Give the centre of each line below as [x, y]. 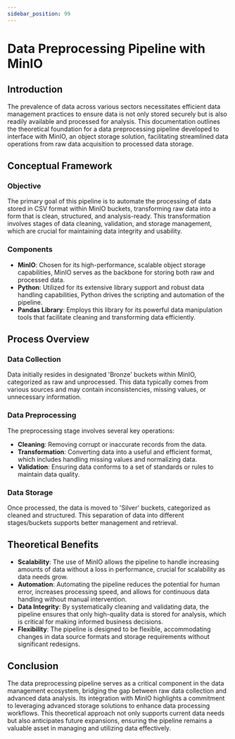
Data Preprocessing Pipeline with [106, 48]
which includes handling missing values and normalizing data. [107, 459]
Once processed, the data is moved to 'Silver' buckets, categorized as [109, 507]
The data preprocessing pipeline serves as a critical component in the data [116, 683]
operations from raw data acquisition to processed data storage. [101, 144]
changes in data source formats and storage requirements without [113, 636]
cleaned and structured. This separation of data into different [96, 515]
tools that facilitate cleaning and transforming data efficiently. [106, 317]
